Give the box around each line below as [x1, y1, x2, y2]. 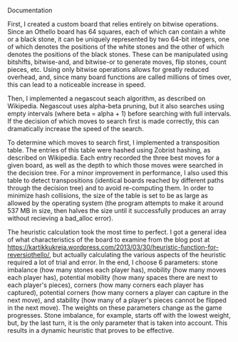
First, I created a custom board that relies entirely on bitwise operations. [7, 20, 219, 28]
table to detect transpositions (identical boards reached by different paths [7, 176, 224, 185]
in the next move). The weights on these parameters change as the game [7, 304, 222, 312]
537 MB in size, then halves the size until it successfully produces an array [7, 207, 227, 214]
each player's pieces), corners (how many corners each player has [7, 281, 205, 289]
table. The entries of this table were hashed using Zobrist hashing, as [7, 146, 211, 154]
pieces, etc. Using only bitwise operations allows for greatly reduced [7, 66, 209, 73]
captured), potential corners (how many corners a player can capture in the [7, 289, 229, 296]
